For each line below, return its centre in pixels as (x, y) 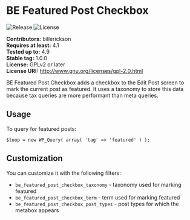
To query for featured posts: (41, 129)
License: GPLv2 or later (36, 64)
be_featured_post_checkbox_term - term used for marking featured (97, 197)
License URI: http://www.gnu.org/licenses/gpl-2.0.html (75, 71)
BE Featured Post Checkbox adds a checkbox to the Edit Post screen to (95, 83)
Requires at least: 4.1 (33, 45)
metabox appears (37, 210)
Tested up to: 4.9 (28, 51)
